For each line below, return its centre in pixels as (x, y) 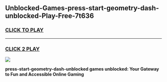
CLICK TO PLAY (24, 30)
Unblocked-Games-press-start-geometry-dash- (82, 8)
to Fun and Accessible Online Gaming (45, 74)
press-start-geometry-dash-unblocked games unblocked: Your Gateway (82, 69)
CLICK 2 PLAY (22, 49)
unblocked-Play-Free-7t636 (50, 16)
